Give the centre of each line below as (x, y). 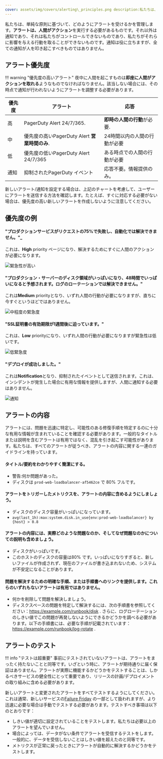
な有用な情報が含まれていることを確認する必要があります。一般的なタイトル (81, 434)
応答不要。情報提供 (126, 169)
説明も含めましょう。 (35, 539)
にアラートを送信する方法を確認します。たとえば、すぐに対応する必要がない (81, 195)
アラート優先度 (27, 65)
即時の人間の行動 (123, 120)
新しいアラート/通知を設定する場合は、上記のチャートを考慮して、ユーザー (80, 189)
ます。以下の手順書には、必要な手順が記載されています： (73, 623)
